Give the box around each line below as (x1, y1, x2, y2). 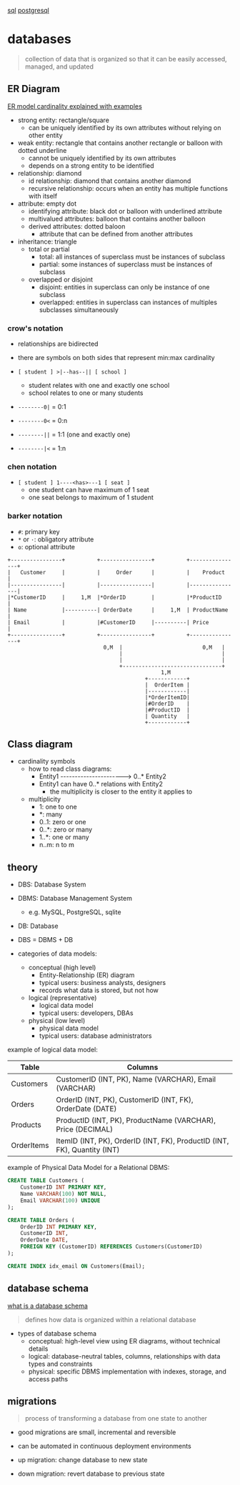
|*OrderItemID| (144, 694, 191, 701)
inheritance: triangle (17, 237, 77, 246)
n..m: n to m (39, 841, 75, 849)
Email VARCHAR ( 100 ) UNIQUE (20, 1196, 101, 1204)
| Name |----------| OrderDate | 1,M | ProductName (7, 606, 229, 614)
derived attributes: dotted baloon (28, 221, 126, 231)
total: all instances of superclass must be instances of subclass (39, 252, 226, 261)
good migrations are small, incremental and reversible (17, 1428, 176, 1436)
